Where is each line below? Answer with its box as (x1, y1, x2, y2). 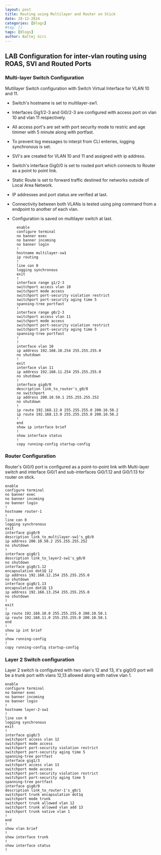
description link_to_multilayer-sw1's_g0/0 (5, 535, 94, 539)
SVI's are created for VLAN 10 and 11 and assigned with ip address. (12, 153, 146, 159)
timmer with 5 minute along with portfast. (12, 129, 94, 135)
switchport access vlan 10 (16, 285, 71, 289)
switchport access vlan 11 (16, 314, 71, 319)
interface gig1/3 (5, 758, 40, 763)
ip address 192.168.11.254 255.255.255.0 (16, 369, 102, 374)
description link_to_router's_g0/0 (16, 386, 88, 391)
